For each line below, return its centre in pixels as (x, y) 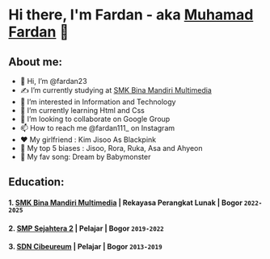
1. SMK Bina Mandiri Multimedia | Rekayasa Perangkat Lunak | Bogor (125, 203)
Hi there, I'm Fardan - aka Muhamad (131, 15)
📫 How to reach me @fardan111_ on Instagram (97, 128)
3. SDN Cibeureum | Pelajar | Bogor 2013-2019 (86, 247)
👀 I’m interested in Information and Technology (98, 102)
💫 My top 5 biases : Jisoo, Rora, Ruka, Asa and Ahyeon (111, 148)
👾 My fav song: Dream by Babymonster (85, 157)
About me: (36, 62)
